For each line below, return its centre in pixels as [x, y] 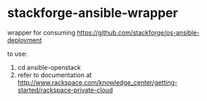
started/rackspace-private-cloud [65, 90]
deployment [25, 40]
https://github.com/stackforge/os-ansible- [138, 32]
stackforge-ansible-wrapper [93, 13]
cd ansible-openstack [49, 67]
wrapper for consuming [42, 32]
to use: [17, 54]
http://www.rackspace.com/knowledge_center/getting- [98, 82]
